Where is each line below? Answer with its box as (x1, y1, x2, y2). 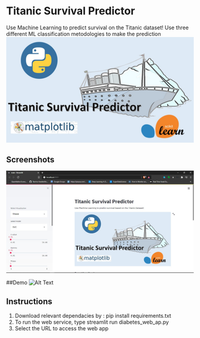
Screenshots (6, 154, 55, 165)
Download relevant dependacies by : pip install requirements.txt (14, 312, 171, 319)
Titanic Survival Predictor (6, 4, 135, 18)
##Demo (6, 279, 28, 286)
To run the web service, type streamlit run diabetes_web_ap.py (14, 318, 169, 326)
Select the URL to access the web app (14, 325, 109, 332)
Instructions (6, 296, 52, 306)
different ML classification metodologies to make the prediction (6, 30, 161, 37)
